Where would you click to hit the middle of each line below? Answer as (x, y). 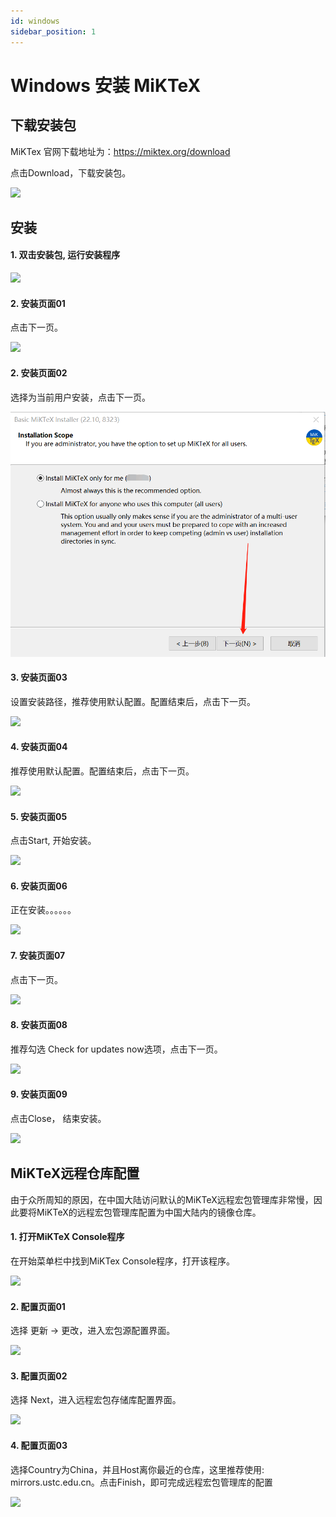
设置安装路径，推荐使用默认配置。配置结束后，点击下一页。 (133, 701)
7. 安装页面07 (38, 955)
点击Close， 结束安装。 (58, 1118)
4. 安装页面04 (39, 747)
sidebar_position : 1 (53, 31)
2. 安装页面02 (39, 372)
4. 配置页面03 (39, 1445)
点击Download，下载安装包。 (71, 172)
